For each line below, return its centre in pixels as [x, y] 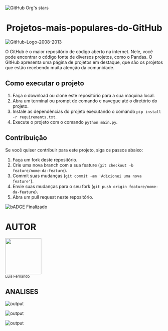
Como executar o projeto [45, 84]
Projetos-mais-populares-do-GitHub [84, 28]
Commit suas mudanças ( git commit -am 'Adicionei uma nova [77, 176]
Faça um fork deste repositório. [45, 159]
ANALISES [22, 292]
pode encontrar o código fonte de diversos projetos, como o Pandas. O [79, 57]
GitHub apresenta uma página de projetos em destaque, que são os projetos [84, 62]
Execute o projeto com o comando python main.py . [65, 122]
